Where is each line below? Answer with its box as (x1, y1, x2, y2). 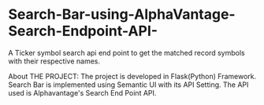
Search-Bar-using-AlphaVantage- (8, 5, 236, 24)
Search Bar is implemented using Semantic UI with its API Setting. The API (8, 80, 249, 89)
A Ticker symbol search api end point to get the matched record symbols (8, 48, 246, 57)
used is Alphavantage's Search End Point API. (8, 88, 157, 97)
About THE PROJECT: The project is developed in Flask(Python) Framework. (8, 71, 257, 81)
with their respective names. (8, 56, 101, 66)
